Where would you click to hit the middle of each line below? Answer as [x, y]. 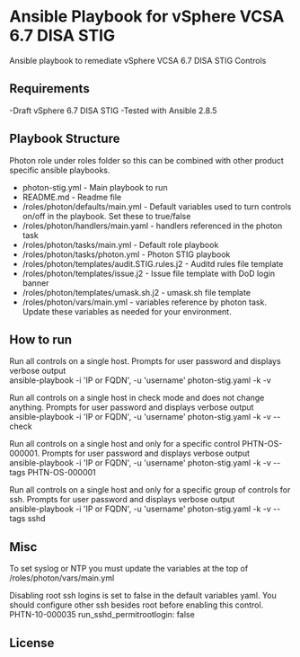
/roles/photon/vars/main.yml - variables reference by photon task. [145, 302]
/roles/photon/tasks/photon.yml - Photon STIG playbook [126, 254]
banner [35, 283]
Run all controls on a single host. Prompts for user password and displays [145, 361]
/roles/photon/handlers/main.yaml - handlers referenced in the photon [152, 226]
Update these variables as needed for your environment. [127, 311]
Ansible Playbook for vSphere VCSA [147, 17]
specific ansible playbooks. [60, 170]
